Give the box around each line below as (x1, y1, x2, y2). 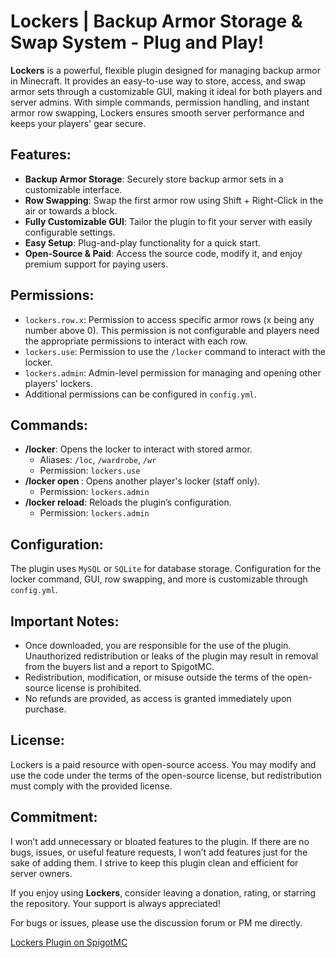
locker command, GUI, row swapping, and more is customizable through (10, 573, 308, 585)
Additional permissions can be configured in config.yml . (24, 388, 257, 400)
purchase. (24, 703, 67, 715)
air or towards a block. (24, 205, 118, 217)
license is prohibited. (55, 682, 142, 694)
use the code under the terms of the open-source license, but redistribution (10, 769, 322, 781)
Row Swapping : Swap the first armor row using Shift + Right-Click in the (24, 194, 324, 206)
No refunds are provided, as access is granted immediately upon (24, 693, 292, 704)
